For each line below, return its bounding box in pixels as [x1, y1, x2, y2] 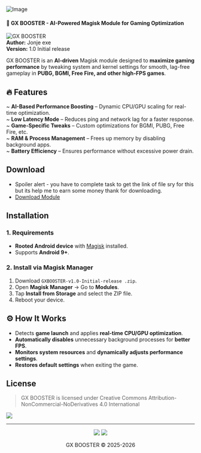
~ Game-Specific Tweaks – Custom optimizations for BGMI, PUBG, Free [6, 122, 185, 129]
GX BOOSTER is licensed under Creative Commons [20, 394, 148, 402]
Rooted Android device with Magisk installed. [14, 242, 129, 250]
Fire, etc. [6, 129, 28, 136]
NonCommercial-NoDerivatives [20, 401, 99, 408]
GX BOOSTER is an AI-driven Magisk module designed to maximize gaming [6, 57, 195, 64]
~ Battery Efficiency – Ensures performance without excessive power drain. [6, 147, 194, 155]
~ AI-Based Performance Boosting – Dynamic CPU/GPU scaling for [6, 103, 173, 110]
